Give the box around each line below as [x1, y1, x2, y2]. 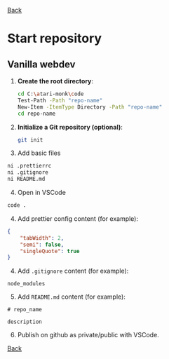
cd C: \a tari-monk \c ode [17, 90, 84, 97]
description [7, 318, 42, 325]
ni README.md [7, 175, 46, 183]
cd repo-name [17, 110, 56, 117]
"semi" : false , [20, 241, 65, 248]
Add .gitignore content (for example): [17, 266, 129, 276]
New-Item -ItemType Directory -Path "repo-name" [17, 103, 163, 111]
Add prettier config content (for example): [17, 214, 139, 223]
